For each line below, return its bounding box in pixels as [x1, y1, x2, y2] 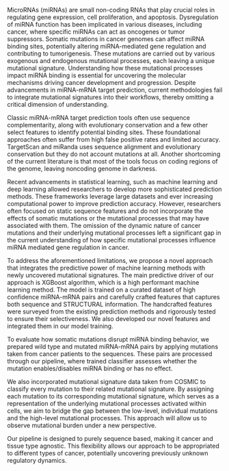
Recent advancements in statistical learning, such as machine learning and [7, 178, 218, 186]
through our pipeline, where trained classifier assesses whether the [7, 357, 197, 365]
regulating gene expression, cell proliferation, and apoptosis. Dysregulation [7, 13, 219, 21]
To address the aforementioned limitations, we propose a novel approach [7, 257, 213, 264]
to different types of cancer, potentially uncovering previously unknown [7, 449, 208, 457]
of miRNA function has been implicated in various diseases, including [7, 21, 202, 28]
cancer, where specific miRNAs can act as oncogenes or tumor [7, 27, 185, 36]
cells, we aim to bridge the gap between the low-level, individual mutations [7, 407, 218, 415]
